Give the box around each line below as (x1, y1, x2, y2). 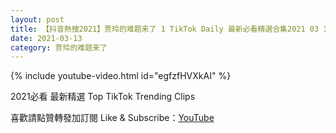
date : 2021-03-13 (10, 33, 83, 43)
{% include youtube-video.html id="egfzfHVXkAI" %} (10, 70, 232, 82)
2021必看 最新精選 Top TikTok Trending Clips (10, 91, 196, 103)
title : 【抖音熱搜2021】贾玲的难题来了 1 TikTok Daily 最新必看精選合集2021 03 (10, 24, 320, 34)
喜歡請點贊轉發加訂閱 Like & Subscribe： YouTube (10, 112, 215, 124)
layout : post (10, 14, 65, 25)
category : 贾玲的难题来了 (10, 42, 108, 53)
